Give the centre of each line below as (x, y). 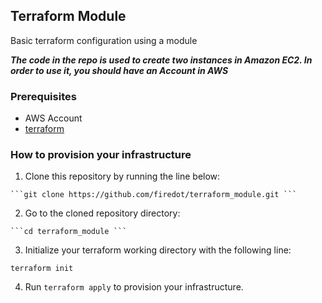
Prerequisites (43, 96)
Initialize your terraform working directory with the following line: (158, 250)
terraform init (42, 269)
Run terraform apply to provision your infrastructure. (134, 287)
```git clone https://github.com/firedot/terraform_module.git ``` (154, 195)
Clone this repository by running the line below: (122, 176)
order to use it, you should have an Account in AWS (119, 70)
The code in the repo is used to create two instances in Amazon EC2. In (161, 60)
